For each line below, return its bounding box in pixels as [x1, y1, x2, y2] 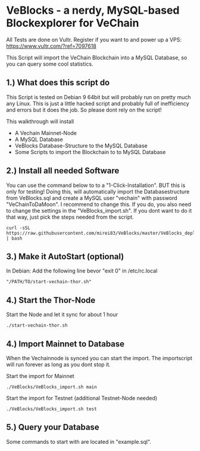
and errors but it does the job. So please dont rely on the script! [6, 106, 162, 113]
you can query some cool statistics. [6, 60, 93, 68]
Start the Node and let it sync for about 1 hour [6, 311, 118, 318]
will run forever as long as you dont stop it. [6, 361, 111, 368]
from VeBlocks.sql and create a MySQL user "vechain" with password [6, 194, 177, 201]
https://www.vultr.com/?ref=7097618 [6, 42, 96, 50]
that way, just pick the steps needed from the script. [6, 213, 134, 220]
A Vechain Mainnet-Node [14, 129, 77, 136]
